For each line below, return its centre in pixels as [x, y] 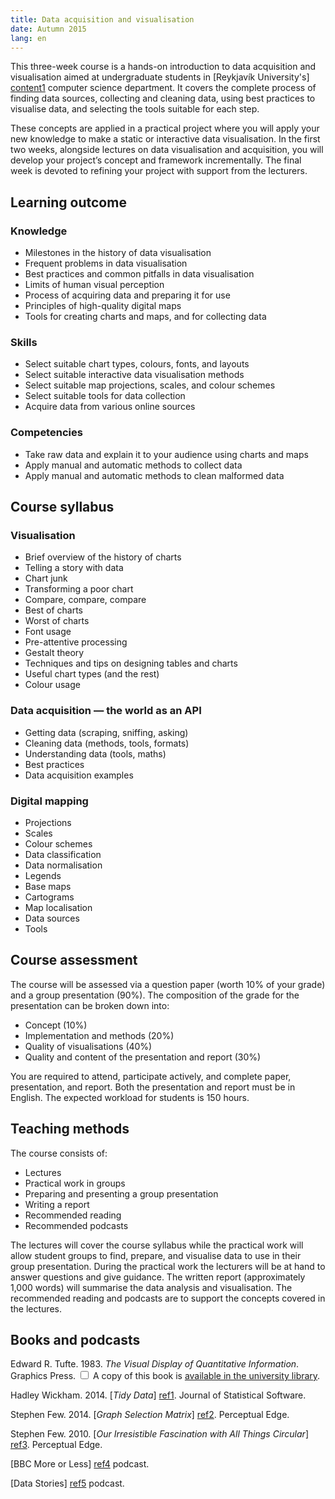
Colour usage [52, 685]
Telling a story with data [74, 568]
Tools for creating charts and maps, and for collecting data [145, 317]
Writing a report [57, 1204]
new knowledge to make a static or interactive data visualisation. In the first [165, 139]
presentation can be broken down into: [90, 1005]
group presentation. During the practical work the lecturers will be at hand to [168, 1266]
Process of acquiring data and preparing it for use [127, 295]
